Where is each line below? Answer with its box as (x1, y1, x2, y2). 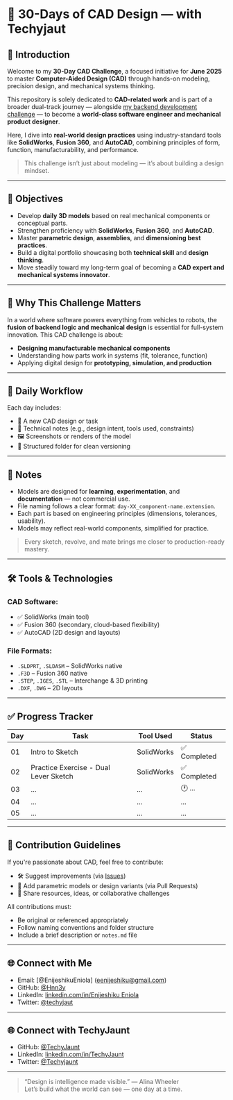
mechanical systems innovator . (17, 270, 110, 278)
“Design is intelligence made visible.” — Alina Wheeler (24, 1078, 180, 1086)
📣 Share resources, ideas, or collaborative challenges (17, 889, 170, 897)
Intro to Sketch (31, 747, 78, 757)
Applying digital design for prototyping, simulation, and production (17, 358, 212, 367)
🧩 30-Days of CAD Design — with (7, 6, 202, 22)
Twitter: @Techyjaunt (17, 1058, 78, 1066)
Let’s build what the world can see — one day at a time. (24, 1085, 182, 1093)
